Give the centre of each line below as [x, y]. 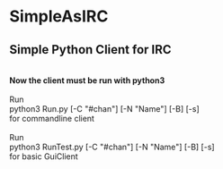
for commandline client [52, 118]
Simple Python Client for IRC [91, 50]
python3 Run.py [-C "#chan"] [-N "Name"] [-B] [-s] [104, 109]
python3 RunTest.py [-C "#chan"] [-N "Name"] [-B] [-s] [112, 147]
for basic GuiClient [44, 156]
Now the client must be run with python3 [87, 80]
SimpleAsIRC [59, 17]
